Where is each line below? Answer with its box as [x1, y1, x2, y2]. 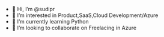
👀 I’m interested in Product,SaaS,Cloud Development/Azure [11, 12, 159, 19]
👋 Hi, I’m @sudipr [11, 6, 55, 12]
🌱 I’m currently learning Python [11, 18, 89, 25]
